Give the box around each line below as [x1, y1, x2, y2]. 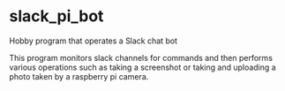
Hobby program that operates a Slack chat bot [9, 35, 178, 46]
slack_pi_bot [9, 6, 104, 27]
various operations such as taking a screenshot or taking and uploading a [9, 62, 276, 72]
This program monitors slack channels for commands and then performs [9, 52, 274, 63]
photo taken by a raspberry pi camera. [9, 71, 149, 81]
